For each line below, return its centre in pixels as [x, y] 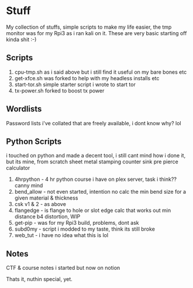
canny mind [29, 186]
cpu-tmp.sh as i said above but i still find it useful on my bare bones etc [101, 72]
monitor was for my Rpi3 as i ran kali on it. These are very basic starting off [96, 33]
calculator [18, 168]
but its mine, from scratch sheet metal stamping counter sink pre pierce [92, 162]
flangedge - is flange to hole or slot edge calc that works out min [93, 210]
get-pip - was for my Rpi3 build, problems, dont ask [77, 223]
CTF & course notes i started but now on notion [63, 268]
